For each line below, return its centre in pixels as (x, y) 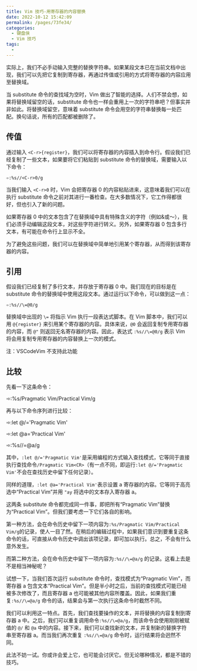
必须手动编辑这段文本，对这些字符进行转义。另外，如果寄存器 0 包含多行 (99, 224)
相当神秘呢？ (32, 566)
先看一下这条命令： (29, 387)
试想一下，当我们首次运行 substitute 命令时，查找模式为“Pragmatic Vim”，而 (98, 579)
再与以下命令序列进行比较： (40, 411)
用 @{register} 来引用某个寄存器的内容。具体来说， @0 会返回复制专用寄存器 (97, 324)
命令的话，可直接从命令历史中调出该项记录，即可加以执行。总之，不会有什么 (98, 539)
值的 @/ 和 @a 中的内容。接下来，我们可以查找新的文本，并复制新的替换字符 (96, 628)
